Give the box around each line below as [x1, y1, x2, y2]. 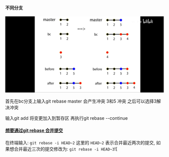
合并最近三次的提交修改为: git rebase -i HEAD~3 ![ [14, 146, 118, 152]
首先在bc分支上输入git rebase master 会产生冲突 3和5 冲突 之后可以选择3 [5, 98, 157, 104]
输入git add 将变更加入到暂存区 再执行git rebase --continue [5, 115, 128, 121]
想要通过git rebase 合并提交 [5, 127, 63, 133]
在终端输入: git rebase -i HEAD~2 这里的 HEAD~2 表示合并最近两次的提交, [5, 140, 155, 146]
